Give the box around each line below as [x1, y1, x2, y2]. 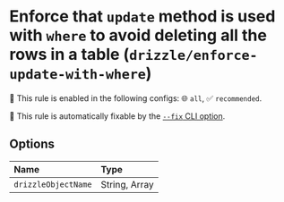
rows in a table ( [9, 45, 130, 64]
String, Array [100, 178, 154, 190]
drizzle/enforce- [128, 47, 258, 64]
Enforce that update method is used [9, 6, 276, 27]
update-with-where [9, 66, 146, 83]
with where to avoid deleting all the [9, 25, 267, 46]
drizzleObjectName [13, 179, 92, 189]
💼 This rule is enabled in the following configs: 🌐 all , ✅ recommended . [9, 92, 262, 104]
